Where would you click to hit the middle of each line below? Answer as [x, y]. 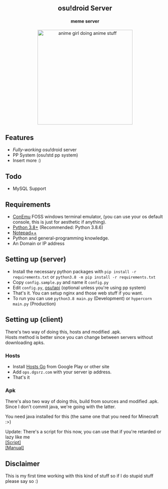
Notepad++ [25, 233]
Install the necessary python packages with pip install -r [74, 271]
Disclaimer [23, 463]
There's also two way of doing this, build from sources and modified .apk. [82, 402]
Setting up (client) [34, 320]
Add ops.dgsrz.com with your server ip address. [62, 372]
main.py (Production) [34, 304]
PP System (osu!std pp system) [45, 155]
